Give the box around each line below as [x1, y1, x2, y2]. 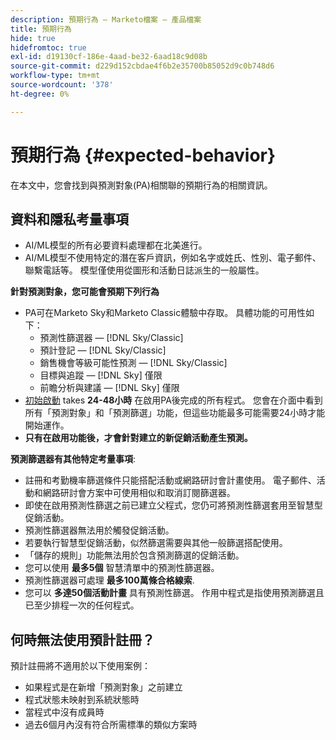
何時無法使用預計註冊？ [10, 631, 155, 648]
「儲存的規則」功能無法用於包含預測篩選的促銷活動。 [24, 549, 245, 561]
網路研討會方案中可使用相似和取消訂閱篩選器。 [42, 487, 236, 499]
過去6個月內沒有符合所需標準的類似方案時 [24, 719, 198, 731]
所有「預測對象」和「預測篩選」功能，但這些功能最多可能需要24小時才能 [24, 407, 326, 419]
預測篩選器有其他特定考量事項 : [10, 453, 137, 465]
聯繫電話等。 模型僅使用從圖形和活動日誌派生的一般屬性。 [24, 264, 265, 276]
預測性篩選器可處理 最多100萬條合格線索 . [24, 574, 195, 586]
